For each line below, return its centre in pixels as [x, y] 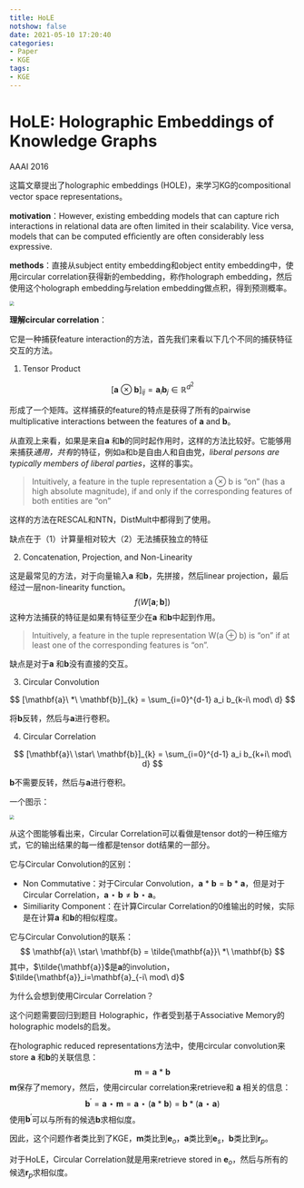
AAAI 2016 [29, 166]
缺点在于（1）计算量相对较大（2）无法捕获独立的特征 [109, 539]
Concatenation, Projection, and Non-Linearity [108, 557]
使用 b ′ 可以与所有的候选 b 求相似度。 [75, 1118]
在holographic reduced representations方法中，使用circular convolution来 [147, 1046]
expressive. [31, 246]
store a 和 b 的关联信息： [54, 1057]
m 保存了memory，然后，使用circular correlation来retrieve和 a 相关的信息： [150, 1087]
